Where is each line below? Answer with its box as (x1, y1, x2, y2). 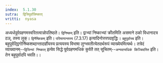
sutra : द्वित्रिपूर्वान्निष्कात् (5, 12, 43, 17)
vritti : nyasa (5, 16, 37, 21)
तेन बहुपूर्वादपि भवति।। (5, 52, 41, 58)
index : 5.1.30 (5, 7, 37, 12)
